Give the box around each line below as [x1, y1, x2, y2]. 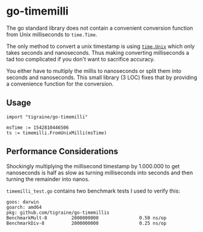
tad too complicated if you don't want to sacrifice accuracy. [6, 55, 155, 63]
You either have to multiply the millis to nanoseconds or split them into [6, 67, 182, 74]
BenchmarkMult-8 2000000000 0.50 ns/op [6, 214, 167, 221]
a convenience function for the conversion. [6, 80, 114, 87]
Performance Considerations [6, 146, 118, 157]
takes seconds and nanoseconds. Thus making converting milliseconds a [6, 49, 190, 56]
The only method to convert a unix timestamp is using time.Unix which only [6, 43, 195, 50]
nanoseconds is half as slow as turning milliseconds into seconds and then [6, 169, 193, 176]
